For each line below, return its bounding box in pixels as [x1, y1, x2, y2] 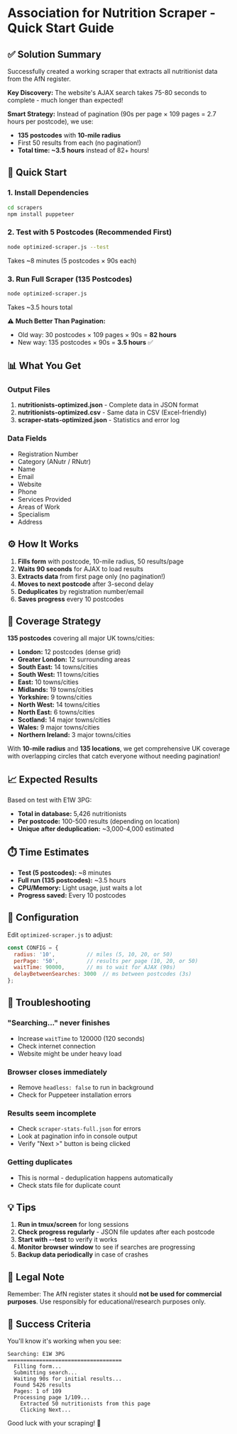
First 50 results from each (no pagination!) [17, 138, 142, 147]
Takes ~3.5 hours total [7, 303, 73, 311]
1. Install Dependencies [7, 188, 89, 198]
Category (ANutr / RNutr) [17, 457, 91, 465]
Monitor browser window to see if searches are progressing [17, 1243, 195, 1252]
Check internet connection [17, 1042, 96, 1050]
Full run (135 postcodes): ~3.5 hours [17, 876, 126, 885]
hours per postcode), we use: [7, 117, 94, 126]
